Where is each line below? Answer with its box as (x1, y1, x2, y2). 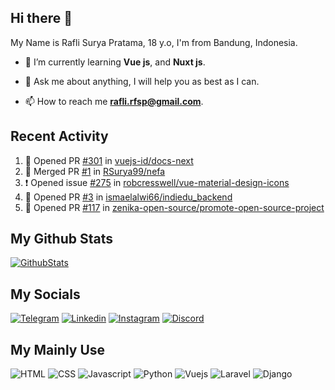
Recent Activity (10, 128, 109, 145)
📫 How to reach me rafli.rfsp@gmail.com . (24, 95, 204, 107)
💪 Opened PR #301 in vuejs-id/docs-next (24, 154, 194, 166)
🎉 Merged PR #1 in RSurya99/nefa (24, 165, 166, 177)
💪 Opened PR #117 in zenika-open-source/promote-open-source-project (24, 201, 325, 213)
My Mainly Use (10, 341, 106, 358)
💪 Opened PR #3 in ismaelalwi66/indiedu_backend (24, 191, 233, 203)
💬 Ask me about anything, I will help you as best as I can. (24, 75, 260, 87)
